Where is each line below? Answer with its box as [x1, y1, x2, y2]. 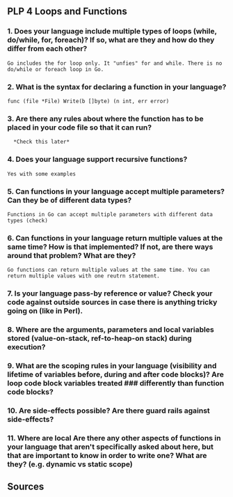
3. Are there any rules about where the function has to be [7, 114, 204, 123]
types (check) [7, 217, 49, 224]
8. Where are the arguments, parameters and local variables [7, 325, 214, 335]
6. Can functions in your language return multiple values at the [7, 233, 223, 243]
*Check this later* [13, 139, 70, 146]
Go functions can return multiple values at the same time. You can [7, 266, 210, 274]
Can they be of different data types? [7, 195, 132, 205]
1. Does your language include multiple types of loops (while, [7, 26, 217, 36]
